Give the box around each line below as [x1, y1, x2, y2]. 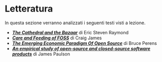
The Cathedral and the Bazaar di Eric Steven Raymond [12, 29, 129, 35]
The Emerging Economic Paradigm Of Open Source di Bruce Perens [12, 40, 157, 46]
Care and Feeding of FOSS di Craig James [12, 35, 102, 41]
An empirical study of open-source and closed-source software [12, 45, 151, 51]
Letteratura [5, 3, 53, 15]
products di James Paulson [12, 51, 71, 57]
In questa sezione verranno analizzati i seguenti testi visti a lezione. [5, 20, 146, 26]
